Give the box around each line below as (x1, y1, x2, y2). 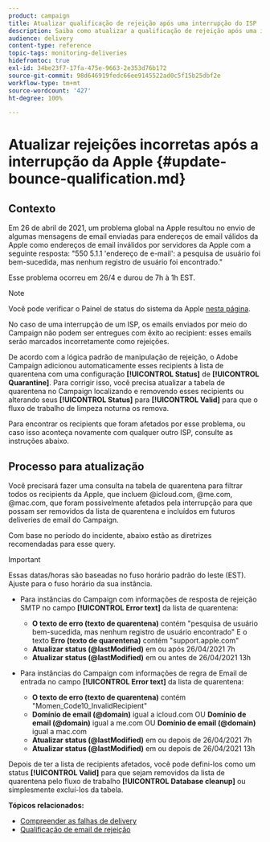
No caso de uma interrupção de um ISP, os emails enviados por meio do (8, 319, 247, 330)
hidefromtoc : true (8, 57, 70, 65)
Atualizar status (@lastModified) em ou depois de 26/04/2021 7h (31, 735, 252, 745)
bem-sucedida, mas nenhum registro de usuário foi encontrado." (8, 257, 223, 267)
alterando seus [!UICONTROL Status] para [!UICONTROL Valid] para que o (8, 395, 259, 405)
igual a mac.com (31, 727, 87, 737)
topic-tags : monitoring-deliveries (8, 49, 128, 57)
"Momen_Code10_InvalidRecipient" (31, 701, 148, 711)
